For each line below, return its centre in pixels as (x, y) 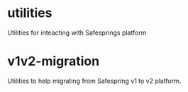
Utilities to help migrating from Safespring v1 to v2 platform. (94, 81)
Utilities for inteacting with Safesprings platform (77, 33)
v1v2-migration (54, 61)
